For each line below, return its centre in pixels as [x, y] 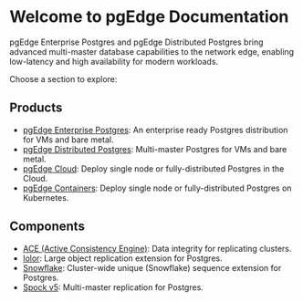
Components [47, 227]
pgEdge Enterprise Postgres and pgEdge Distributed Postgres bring [136, 42]
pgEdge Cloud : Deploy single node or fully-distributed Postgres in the [153, 168]
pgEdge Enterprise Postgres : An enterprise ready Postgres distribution [155, 130]
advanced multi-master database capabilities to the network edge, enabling [152, 51]
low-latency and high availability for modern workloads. [114, 61]
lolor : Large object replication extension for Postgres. [122, 258]
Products [36, 108]
